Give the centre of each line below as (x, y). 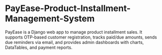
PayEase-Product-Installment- (68, 8)
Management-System (50, 19)
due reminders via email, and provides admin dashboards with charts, (74, 42)
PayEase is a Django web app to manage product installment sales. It (74, 32)
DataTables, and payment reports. (39, 47)
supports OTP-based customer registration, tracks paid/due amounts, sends (81, 37)
